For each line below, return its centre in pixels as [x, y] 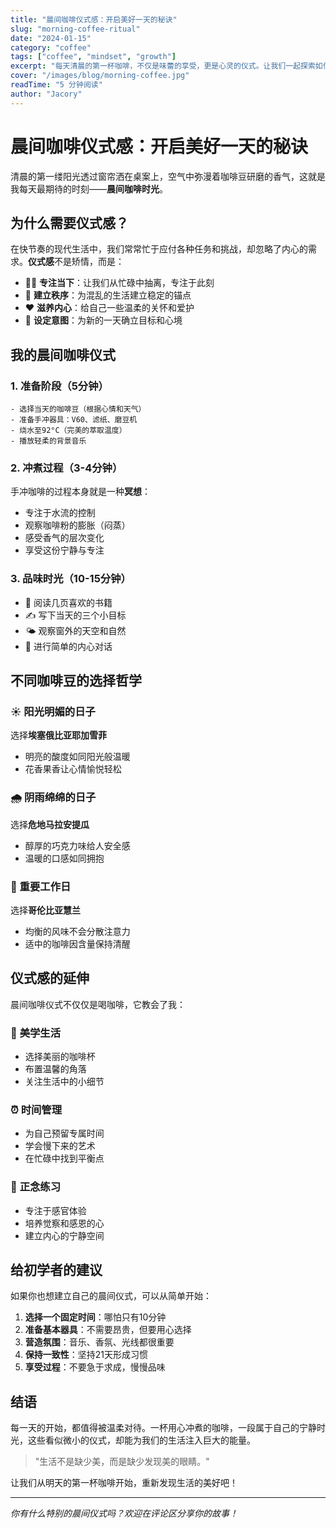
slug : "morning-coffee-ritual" [75, 29]
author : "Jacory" [46, 94]
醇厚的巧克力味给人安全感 [77, 845]
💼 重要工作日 [41, 886]
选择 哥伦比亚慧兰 [45, 910]
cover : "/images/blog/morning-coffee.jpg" [100, 76]
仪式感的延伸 [50, 978]
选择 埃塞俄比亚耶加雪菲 [58, 735]
